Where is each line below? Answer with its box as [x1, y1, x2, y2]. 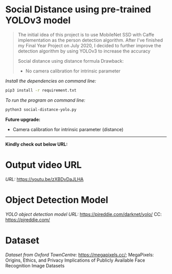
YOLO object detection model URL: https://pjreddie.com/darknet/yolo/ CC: [5, 211, 162, 217]
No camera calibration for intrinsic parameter [25, 68, 121, 74]
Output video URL [5, 159, 82, 171]
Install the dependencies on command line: [5, 78, 96, 84]
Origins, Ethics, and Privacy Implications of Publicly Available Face [5, 257, 145, 263]
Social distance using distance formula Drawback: [17, 58, 124, 64]
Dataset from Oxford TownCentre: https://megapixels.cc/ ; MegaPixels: [5, 251, 154, 258]
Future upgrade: [5, 116, 41, 122]
